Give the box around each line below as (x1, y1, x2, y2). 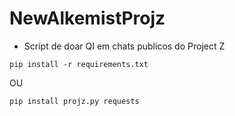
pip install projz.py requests (9, 96, 140, 106)
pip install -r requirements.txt (9, 59, 149, 69)
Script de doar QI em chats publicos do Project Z (23, 40, 226, 52)
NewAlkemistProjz (9, 7, 166, 30)
